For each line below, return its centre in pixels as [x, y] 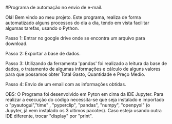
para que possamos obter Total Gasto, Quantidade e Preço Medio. [75, 74]
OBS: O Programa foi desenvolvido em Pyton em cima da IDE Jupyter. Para [84, 94]
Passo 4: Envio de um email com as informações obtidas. [66, 84]
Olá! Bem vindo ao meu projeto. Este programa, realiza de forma [73, 17]
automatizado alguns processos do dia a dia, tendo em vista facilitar [78, 23]
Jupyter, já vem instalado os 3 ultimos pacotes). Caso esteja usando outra [83, 110]
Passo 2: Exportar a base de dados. [43, 54]
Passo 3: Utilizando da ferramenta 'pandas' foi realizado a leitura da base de [86, 63]
